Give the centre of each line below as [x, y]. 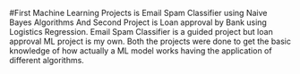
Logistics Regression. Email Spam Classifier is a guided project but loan [141, 32]
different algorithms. [47, 60]
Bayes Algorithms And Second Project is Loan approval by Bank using [138, 22]
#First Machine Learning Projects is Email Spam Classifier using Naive [138, 13]
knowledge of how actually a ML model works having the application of [141, 51]
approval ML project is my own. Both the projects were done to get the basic [150, 41]
